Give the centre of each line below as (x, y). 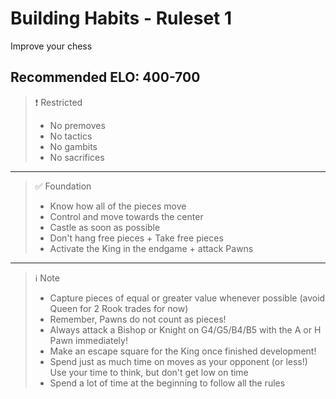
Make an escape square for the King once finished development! (183, 351)
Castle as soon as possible (105, 227)
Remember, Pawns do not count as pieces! (138, 319)
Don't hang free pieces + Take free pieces (136, 238)
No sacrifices (77, 157)
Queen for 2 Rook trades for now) (119, 308)
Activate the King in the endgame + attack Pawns (151, 248)
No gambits (73, 146)
